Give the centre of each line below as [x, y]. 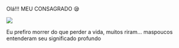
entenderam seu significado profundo [54, 38]
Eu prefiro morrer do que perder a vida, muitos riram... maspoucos [89, 32]
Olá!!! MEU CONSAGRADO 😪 [43, 9]
